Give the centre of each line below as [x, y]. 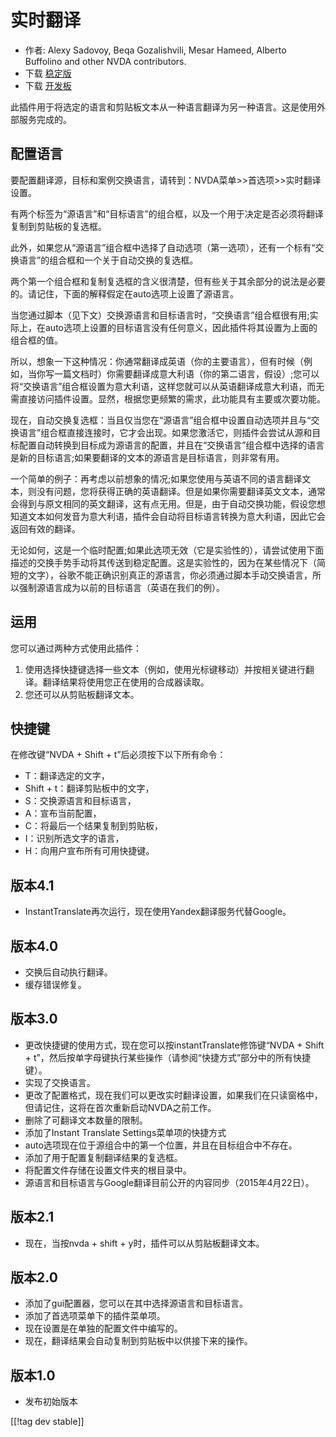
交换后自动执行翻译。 [68, 972]
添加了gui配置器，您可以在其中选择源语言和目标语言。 [136, 1303]
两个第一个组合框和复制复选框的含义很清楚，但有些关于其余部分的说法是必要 [168, 281]
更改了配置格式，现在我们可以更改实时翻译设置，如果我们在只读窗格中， [173, 1095]
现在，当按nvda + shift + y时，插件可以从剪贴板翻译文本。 [144, 1243]
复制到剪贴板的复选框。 [58, 226]
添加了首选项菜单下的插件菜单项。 [95, 1316]
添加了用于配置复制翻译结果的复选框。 [103, 1157]
